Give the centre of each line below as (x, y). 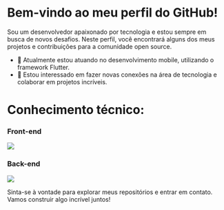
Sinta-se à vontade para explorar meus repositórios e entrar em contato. (110, 192)
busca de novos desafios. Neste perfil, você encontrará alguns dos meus (111, 39)
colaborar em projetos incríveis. (62, 82)
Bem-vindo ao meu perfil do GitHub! (113, 13)
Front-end (24, 131)
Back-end (24, 164)
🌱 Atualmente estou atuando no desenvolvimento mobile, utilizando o (115, 59)
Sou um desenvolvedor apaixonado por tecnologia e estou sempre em (107, 32)
